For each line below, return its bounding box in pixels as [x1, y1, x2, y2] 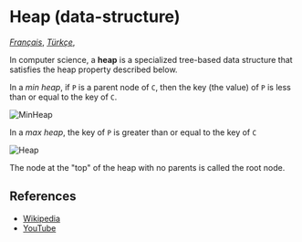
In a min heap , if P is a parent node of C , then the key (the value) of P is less [9, 81, 292, 92]
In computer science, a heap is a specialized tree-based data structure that [9, 54, 294, 65]
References [9, 189, 77, 205]
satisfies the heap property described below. [9, 64, 178, 75]
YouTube [22, 222, 57, 234]
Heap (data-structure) [9, 6, 181, 27]
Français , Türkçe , [9, 37, 76, 47]
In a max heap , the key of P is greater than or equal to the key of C [9, 126, 257, 138]
